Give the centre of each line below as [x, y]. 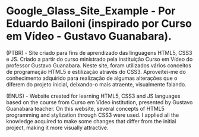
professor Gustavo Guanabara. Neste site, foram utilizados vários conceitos [99, 65]
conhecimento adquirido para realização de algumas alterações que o [92, 78]
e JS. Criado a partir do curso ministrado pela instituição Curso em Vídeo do [99, 59]
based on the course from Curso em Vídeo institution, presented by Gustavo [99, 102]
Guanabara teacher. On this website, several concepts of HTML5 [86, 108]
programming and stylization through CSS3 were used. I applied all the [93, 115]
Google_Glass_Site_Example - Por [91, 11]
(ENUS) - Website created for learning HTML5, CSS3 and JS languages [93, 96]
